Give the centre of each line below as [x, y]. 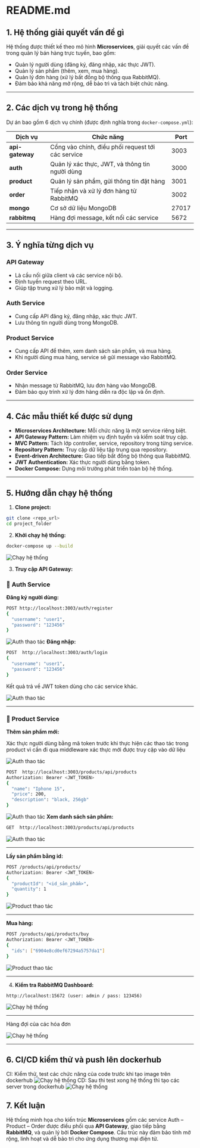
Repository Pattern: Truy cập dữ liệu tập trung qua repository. [91, 450]
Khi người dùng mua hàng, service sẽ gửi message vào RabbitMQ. [96, 357]
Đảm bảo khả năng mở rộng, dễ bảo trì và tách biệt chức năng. [92, 83]
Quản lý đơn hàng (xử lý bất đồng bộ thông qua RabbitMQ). [87, 77]
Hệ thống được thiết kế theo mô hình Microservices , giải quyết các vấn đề [98, 46]
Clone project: [33, 508]
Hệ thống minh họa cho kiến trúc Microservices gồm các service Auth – [95, 1120]
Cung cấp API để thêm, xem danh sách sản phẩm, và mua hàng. [93, 351]
